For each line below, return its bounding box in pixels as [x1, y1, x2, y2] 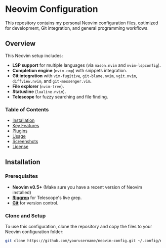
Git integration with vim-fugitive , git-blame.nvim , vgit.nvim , [12, 73, 137, 79]
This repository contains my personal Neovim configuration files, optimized [5, 20, 158, 26]
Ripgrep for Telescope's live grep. [12, 195, 82, 200]
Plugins [12, 128, 28, 134]
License [12, 144, 29, 149]
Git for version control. [12, 199, 59, 206]
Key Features [12, 123, 40, 129]
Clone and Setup [5, 212, 46, 219]
